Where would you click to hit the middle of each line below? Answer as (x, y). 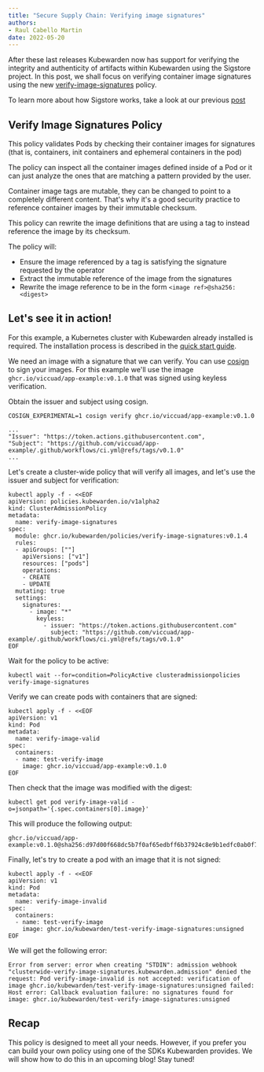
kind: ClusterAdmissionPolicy (58, 508)
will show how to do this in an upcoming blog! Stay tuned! (101, 1059)
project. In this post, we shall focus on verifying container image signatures (130, 76)
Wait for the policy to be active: (59, 660)
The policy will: (33, 247)
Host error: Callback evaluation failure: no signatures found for (121, 993)
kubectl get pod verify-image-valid (68, 802)
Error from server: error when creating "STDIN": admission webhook (123, 965)
